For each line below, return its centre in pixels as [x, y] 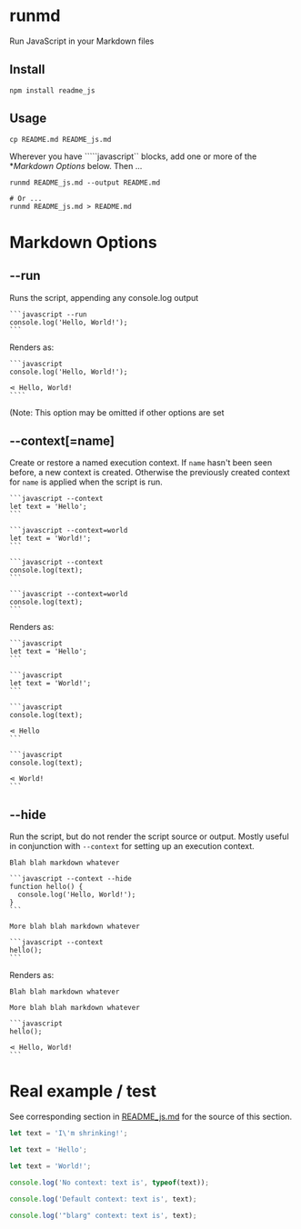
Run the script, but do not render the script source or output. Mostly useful [149, 836]
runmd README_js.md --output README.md [85, 183]
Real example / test [83, 1091]
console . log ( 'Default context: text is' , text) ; [103, 1199]
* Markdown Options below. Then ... [76, 165]
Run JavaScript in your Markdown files [82, 41]
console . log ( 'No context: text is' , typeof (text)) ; [109, 1183]
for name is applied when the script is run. [86, 482]
